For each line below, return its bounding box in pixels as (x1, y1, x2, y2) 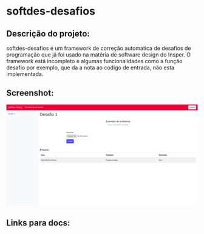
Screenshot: (6, 88, 54, 98)
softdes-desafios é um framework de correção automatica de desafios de (6, 44, 191, 52)
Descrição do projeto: (6, 29, 90, 39)
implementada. (6, 71, 44, 77)
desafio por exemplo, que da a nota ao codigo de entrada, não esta (6, 64, 175, 71)
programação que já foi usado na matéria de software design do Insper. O (6, 51, 191, 58)
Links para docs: (6, 218, 70, 229)
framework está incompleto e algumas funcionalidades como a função (6, 58, 183, 64)
